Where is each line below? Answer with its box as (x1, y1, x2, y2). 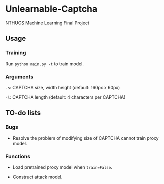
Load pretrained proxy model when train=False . (12, 164, 113, 170)
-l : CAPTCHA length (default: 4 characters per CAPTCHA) (5, 94, 126, 100)
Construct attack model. (12, 174, 63, 180)
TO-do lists (5, 109, 41, 117)
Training (5, 49, 26, 56)
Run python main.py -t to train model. (5, 61, 84, 67)
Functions (5, 153, 30, 160)
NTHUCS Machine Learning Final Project (5, 20, 89, 26)
